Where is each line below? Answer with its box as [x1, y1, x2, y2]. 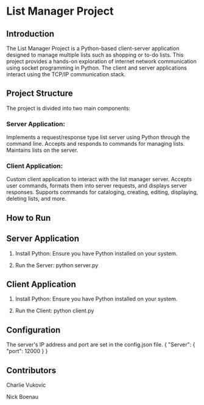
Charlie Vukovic [6, 381, 46, 389]
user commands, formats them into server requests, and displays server [6, 182, 188, 190]
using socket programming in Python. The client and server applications [6, 64, 187, 71]
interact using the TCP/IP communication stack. [6, 71, 126, 77]
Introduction [6, 29, 55, 39]
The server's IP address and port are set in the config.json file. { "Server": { [6, 341, 195, 348]
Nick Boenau [6, 393, 38, 401]
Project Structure [6, 88, 73, 99]
